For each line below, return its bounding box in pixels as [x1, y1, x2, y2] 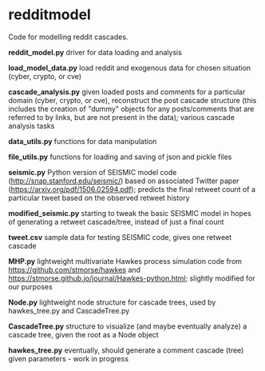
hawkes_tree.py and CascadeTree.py [8, 305, 130, 315]
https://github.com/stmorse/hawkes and [8, 265, 141, 274]
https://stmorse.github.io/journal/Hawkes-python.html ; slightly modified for [8, 273, 255, 283]
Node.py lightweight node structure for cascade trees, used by [8, 297, 216, 307]
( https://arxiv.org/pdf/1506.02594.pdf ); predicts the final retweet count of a [8, 184, 255, 193]
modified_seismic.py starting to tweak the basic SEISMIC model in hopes [8, 208, 251, 217]
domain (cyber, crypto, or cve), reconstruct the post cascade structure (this [8, 95, 257, 105]
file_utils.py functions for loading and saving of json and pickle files [8, 152, 232, 162]
